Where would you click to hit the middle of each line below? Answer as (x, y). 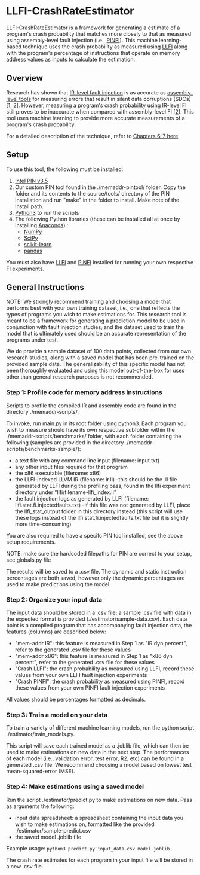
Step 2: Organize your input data (54, 599)
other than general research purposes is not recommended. (80, 377)
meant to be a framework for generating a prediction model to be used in (96, 321)
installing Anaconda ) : (41, 225)
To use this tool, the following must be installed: (65, 169)
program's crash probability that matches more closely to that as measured (99, 33)
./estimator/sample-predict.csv (53, 830)
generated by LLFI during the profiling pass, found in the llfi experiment (102, 486)
